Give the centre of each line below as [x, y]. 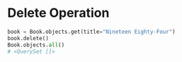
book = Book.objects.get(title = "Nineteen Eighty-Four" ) [91, 32]
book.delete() [28, 38]
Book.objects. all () [36, 45]
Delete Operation [58, 13]
